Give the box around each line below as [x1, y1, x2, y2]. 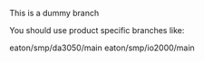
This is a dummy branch [9, 8, 100, 18]
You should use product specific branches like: [9, 25, 185, 35]
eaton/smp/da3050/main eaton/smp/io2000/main [9, 42, 195, 53]
